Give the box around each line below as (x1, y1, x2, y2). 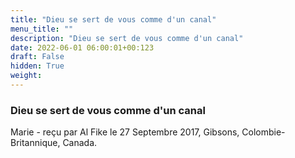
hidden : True (10, 61, 65, 71)
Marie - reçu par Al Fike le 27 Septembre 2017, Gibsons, (10, 126, 240, 138)
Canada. (62, 137, 98, 149)
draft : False (10, 52, 65, 62)
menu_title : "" (10, 24, 74, 34)
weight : (10, 71, 43, 81)
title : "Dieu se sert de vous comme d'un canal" (10, 14, 217, 25)
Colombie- (241, 126, 286, 138)
